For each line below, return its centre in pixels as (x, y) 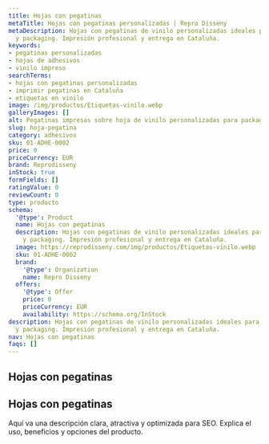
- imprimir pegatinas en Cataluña (66, 90)
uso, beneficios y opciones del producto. (76, 432)
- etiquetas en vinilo (46, 98)
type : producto (34, 202)
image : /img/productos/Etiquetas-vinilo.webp (85, 105)
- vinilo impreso (37, 68)
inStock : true (32, 173)
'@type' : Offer (48, 292)
